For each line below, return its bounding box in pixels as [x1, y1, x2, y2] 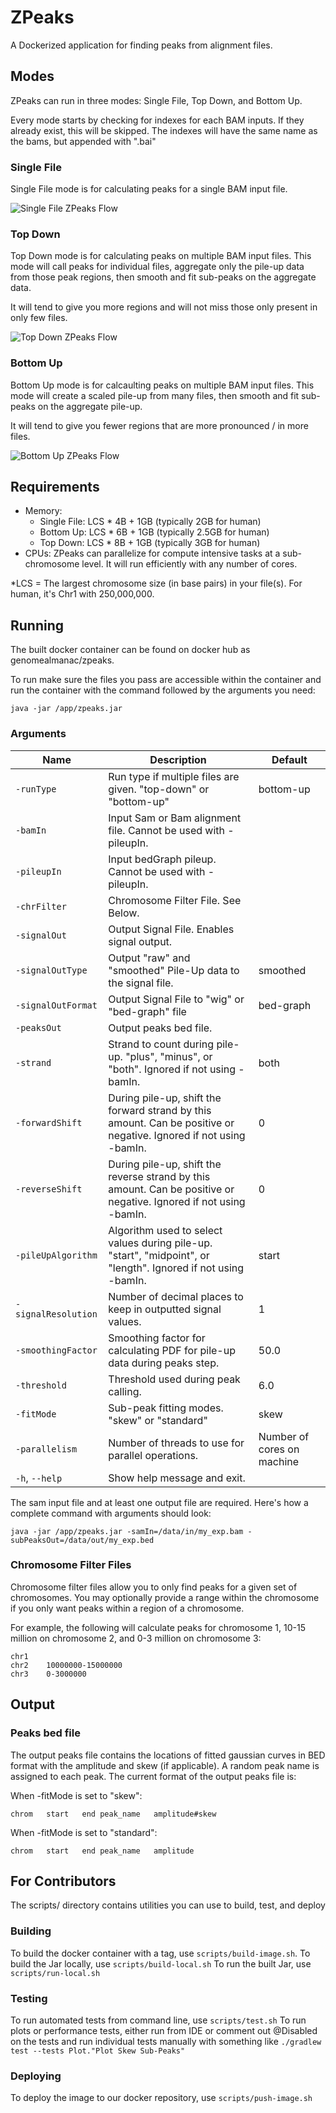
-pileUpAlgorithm [15, 1249, 98, 1261]
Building [10, 1924, 52, 1938]
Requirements [10, 479, 100, 496]
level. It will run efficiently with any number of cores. [81, 558, 298, 570]
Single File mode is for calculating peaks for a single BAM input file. [10, 183, 288, 195]
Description [149, 752, 207, 766]
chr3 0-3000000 [10, 1669, 87, 1679]
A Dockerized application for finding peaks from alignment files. [10, 39, 273, 51]
